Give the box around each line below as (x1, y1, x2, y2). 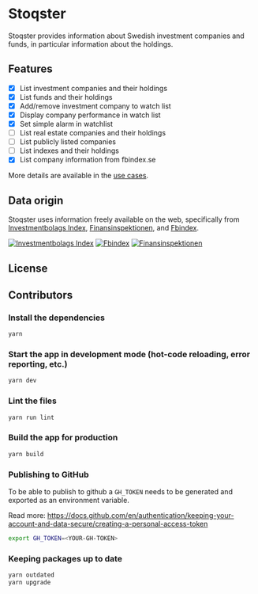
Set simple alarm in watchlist (19, 120, 113, 128)
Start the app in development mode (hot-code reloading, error (8, 349, 251, 360)
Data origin (8, 193, 64, 207)
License (8, 261, 48, 275)
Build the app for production (8, 432, 118, 444)
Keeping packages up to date (8, 553, 122, 564)
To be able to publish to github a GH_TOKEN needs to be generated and (8, 486, 233, 496)
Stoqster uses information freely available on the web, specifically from (8, 215, 240, 224)
